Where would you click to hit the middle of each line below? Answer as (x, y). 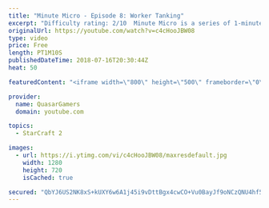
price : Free (28, 46)
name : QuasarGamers (48, 104)
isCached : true (48, 178)
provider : (25, 97)
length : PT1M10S (35, 53)
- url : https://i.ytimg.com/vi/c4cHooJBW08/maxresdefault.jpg (121, 155)
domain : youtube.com (50, 112)
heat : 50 (23, 68)
